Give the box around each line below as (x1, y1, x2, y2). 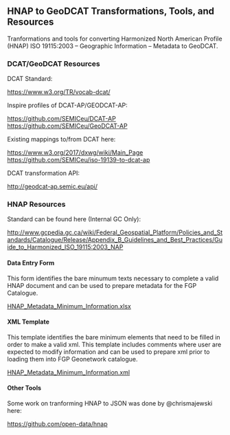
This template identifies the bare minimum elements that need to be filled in (7, 333, 221, 341)
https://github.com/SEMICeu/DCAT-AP (7, 115, 117, 123)
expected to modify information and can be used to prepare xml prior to (7, 347, 210, 356)
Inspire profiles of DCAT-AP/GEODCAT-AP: (7, 101, 128, 109)
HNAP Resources (7, 199, 66, 209)
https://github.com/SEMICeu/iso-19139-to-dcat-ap (7, 156, 150, 164)
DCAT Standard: (7, 75, 53, 83)
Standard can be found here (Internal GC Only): (7, 215, 141, 223)
